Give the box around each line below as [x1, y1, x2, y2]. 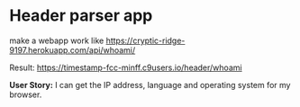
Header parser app [9, 5, 153, 26]
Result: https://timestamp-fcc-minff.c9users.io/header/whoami [9, 62, 242, 73]
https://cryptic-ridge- [105, 35, 186, 46]
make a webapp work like [9, 35, 105, 46]
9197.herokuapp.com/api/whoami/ [9, 44, 136, 55]
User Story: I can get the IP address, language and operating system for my [9, 79, 291, 90]
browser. [9, 89, 42, 100]
